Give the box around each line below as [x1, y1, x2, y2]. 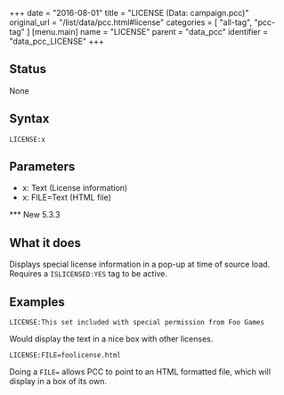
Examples [9, 294, 65, 309]
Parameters [9, 160, 76, 175]
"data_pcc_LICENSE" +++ [9, 36, 105, 46]
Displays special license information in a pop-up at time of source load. [9, 259, 271, 270]
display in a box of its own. [9, 376, 107, 387]
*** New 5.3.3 [9, 210, 61, 220]
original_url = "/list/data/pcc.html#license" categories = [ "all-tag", [9, 17, 252, 28]
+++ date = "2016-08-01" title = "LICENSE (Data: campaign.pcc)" [9, 8, 249, 18]
